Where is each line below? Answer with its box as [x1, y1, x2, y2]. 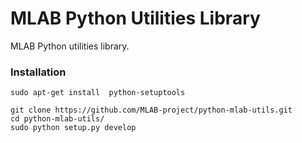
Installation [10, 65, 67, 79]
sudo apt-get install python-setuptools [10, 88, 186, 98]
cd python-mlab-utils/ [10, 114, 105, 124]
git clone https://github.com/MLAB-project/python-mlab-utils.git [10, 105, 293, 116]
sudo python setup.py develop [10, 123, 137, 133]
